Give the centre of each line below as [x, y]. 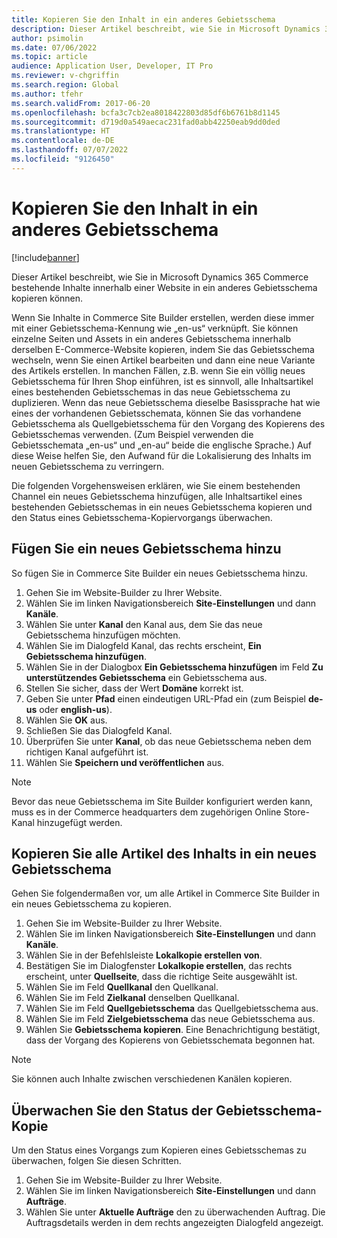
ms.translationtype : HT [61, 131]
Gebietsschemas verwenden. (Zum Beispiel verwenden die [132, 434]
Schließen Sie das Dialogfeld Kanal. [99, 730]
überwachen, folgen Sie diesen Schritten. [96, 1161]
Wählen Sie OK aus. [66, 720]
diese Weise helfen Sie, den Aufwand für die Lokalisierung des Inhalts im [161, 455]
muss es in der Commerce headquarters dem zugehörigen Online [146, 812]
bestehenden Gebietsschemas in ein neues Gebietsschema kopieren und [162, 507]
